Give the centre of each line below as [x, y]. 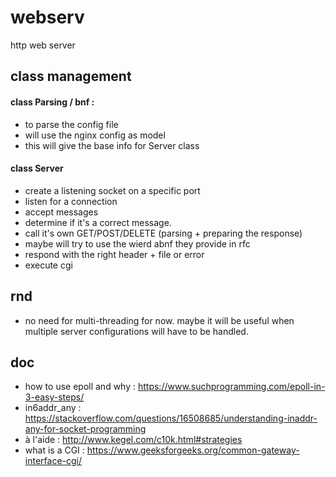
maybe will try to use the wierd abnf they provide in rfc [137, 243]
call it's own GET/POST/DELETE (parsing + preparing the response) [163, 233]
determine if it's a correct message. [98, 222]
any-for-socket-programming [85, 429]
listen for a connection [71, 201]
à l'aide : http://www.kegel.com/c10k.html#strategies [133, 440]
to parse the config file [71, 124]
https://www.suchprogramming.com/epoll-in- [231, 387]
